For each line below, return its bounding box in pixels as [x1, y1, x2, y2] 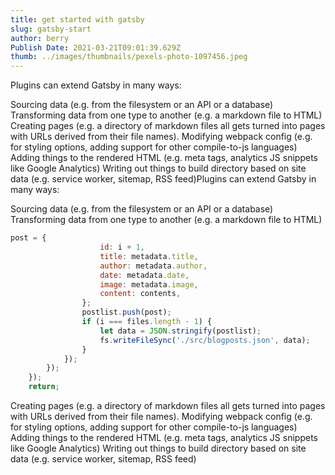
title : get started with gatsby [10, 14, 145, 25]
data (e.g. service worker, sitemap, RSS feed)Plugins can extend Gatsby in [10, 173, 317, 185]
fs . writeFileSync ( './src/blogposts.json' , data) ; [99, 335, 311, 345]
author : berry [10, 33, 70, 43]
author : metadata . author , [99, 261, 208, 271]
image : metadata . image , [99, 279, 199, 290]
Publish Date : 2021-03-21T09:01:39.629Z [10, 42, 182, 53]
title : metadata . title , [99, 251, 199, 261]
